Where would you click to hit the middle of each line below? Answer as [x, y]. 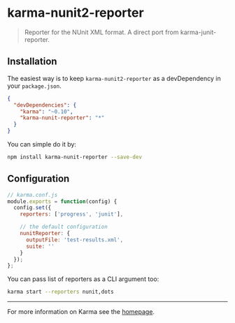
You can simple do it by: [42, 144]
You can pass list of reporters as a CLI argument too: [83, 279]
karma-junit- [198, 32]
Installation [32, 62]
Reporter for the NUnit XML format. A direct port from [102, 32]
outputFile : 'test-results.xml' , [74, 240]
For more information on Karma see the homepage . [81, 312]
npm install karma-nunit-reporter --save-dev [74, 157]
